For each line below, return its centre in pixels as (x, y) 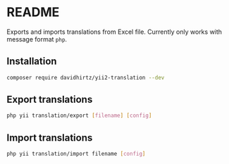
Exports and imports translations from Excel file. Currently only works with (114, 32)
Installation (32, 62)
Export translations (50, 100)
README (33, 12)
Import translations (50, 138)
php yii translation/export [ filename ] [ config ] (79, 116)
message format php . (37, 39)
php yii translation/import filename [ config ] (76, 154)
